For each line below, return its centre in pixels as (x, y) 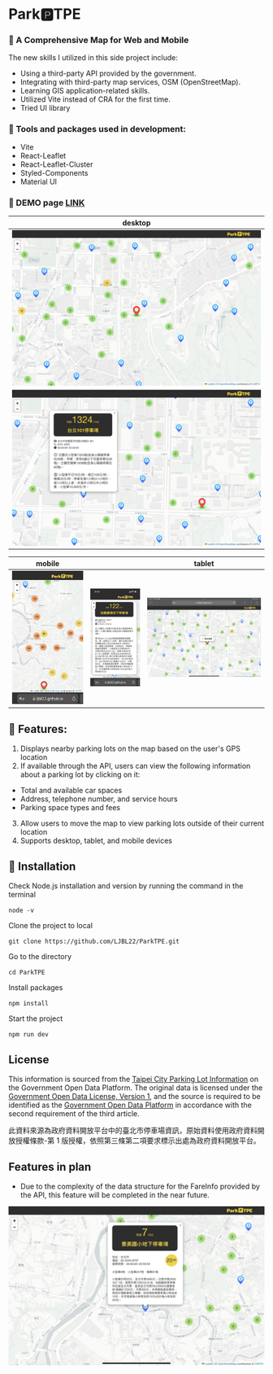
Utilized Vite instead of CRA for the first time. (95, 99)
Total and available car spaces (71, 791)
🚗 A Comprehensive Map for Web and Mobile (99, 40)
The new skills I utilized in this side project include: (93, 58)
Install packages (36, 988)
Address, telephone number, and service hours (99, 799)
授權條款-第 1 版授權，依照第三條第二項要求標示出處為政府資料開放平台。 (138, 1141)
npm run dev (28, 1035)
